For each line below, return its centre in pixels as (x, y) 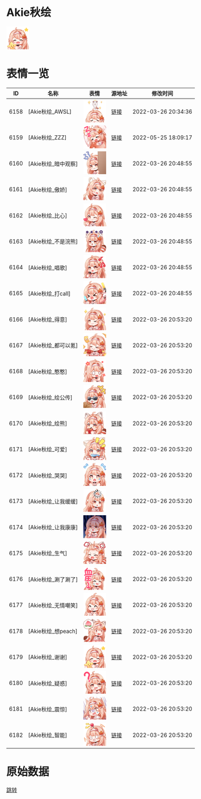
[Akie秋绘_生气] (48, 553)
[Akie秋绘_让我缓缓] (53, 501)
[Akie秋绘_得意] (48, 320)
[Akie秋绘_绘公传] (51, 397)
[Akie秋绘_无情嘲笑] (53, 605)
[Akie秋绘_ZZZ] (48, 138)
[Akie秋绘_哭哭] (48, 475)
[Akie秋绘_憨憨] (48, 371)
